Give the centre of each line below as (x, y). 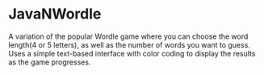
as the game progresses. (50, 62)
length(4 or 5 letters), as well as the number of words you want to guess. (129, 44)
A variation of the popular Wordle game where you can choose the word (128, 36)
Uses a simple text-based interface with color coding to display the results (132, 53)
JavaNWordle (55, 14)
